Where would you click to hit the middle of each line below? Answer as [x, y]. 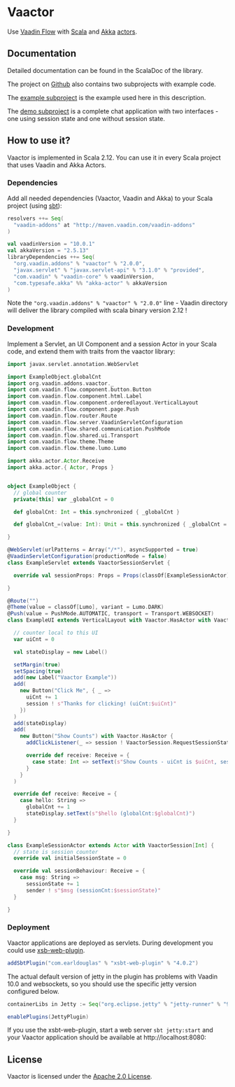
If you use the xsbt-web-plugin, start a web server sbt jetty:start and [110, 1030]
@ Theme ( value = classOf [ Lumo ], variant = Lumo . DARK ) [86, 607]
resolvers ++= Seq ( [36, 218]
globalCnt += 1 [48, 807]
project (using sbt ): [35, 205]
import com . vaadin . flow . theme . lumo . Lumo [67, 449]
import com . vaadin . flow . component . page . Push [73, 409]
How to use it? [39, 141]
